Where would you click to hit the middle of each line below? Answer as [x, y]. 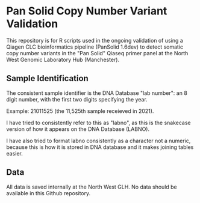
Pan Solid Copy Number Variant [87, 11]
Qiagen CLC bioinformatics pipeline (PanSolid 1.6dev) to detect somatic [95, 47]
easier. [14, 153]
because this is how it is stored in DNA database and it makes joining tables [100, 147]
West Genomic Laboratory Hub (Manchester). [63, 59]
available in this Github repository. [48, 193]
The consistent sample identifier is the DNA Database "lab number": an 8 [97, 93]
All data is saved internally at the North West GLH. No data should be [92, 187]
